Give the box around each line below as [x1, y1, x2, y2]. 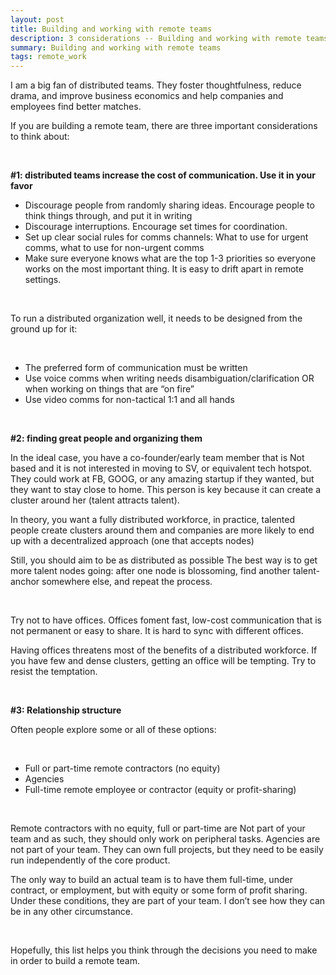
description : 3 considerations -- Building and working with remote [10, 33, 302, 43]
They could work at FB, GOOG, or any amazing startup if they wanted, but [10, 473, 315, 485]
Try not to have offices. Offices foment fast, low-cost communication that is [10, 614, 322, 626]
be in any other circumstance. [10, 906, 133, 918]
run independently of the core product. [10, 854, 171, 866]
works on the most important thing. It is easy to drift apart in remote [24, 263, 304, 275]
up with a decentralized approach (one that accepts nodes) [10, 535, 255, 547]
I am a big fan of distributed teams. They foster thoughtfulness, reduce [10, 79, 302, 91]
